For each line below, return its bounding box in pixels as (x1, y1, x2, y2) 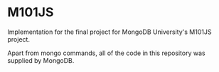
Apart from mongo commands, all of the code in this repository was (7, 49, 205, 57)
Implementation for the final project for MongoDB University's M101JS (7, 28, 212, 36)
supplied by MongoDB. (7, 56, 75, 64)
